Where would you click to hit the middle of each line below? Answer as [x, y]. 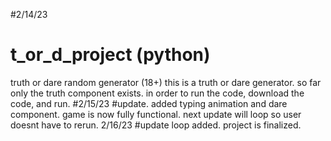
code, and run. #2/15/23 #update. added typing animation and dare [149, 103]
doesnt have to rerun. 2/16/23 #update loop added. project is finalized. [156, 125]
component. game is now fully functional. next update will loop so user [156, 114]
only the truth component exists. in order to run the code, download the [157, 93]
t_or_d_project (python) [110, 55]
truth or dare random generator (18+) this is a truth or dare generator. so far [166, 82]
